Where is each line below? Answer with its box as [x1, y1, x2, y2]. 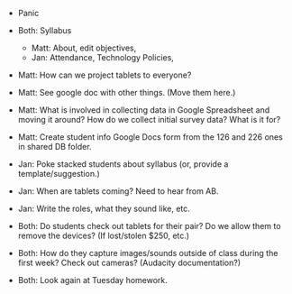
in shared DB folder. [17, 142, 92, 152]
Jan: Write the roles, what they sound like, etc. [17, 203, 191, 214]
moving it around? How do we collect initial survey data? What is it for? [17, 115, 281, 124]
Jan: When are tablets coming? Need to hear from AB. [17, 186, 219, 197]
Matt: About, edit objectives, [31, 42, 137, 53]
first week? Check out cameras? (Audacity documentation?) [17, 257, 242, 268]
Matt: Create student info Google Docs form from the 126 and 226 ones [17, 132, 284, 142]
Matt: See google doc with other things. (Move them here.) [17, 87, 236, 97]
